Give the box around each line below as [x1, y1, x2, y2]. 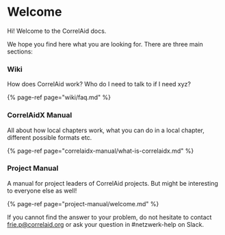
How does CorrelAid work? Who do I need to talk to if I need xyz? [7, 80, 191, 88]
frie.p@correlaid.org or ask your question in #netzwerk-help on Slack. [7, 220, 204, 228]
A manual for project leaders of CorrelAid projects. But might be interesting [7, 179, 219, 187]
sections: [7, 47, 33, 55]
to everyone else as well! [7, 186, 77, 195]
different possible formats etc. [7, 133, 92, 141]
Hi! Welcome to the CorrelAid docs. [7, 27, 107, 35]
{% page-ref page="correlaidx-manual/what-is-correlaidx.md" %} [7, 147, 194, 155]
